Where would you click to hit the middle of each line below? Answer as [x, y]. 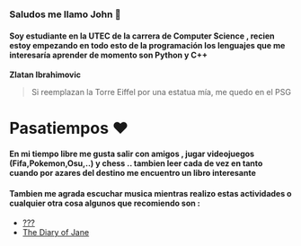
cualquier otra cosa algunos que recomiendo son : [105, 203]
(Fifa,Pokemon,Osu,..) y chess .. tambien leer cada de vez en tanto [136, 163]
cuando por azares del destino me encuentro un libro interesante [133, 172]
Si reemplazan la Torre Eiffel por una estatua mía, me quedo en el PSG [161, 92]
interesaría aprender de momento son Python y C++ [109, 55]
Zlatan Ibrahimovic [45, 75]
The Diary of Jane [56, 233]
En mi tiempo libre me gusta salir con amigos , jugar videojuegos [132, 154]
